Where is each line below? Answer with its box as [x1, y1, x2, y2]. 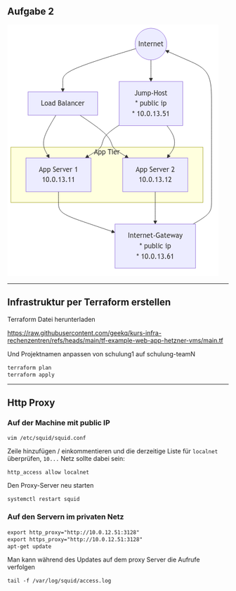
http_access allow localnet [7, 469, 90, 476]
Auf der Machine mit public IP [7, 417, 110, 427]
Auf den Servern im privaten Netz [7, 512, 124, 522]
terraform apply [7, 371, 55, 378]
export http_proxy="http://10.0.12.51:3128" [7, 528, 140, 536]
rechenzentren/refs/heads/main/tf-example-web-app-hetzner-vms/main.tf [7, 336, 223, 344]
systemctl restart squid [7, 495, 80, 503]
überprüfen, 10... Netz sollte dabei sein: [7, 455, 125, 463]
